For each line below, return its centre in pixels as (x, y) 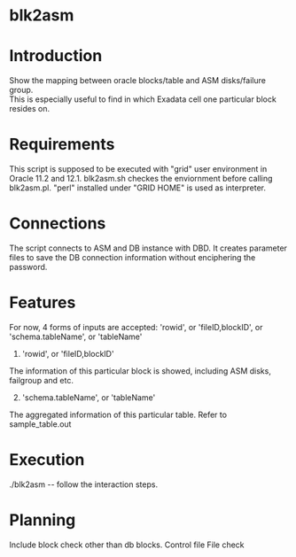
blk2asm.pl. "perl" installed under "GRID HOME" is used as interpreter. (137, 188)
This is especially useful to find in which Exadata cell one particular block (143, 99)
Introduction (56, 56)
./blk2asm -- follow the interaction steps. (83, 484)
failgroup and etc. (41, 380)
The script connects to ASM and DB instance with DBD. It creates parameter (148, 248)
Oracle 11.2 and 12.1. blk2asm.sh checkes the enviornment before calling (141, 179)
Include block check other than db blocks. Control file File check (127, 545)
